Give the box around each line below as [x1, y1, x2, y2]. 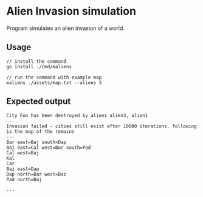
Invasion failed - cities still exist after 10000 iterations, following [6, 123, 198, 129]
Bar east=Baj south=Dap [6, 139, 67, 145]
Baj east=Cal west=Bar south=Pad [6, 145, 91, 151]
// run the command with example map [6, 74, 102, 81]
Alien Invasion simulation [6, 4, 137, 18]
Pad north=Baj [6, 176, 43, 182]
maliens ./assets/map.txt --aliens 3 [6, 79, 102, 86]
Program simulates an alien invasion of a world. [6, 24, 125, 32]
